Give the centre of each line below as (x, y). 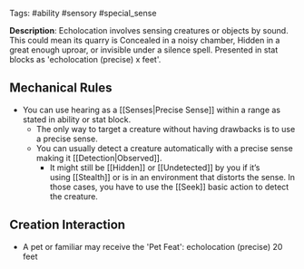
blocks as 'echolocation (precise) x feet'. (85, 59)
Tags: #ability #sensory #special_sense (83, 13)
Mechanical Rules (61, 88)
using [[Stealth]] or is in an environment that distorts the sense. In (172, 177)
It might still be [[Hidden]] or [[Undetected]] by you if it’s (155, 168)
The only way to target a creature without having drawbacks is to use (166, 129)
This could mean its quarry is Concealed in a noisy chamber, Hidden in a (145, 40)
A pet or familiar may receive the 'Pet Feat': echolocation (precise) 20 (152, 246)
